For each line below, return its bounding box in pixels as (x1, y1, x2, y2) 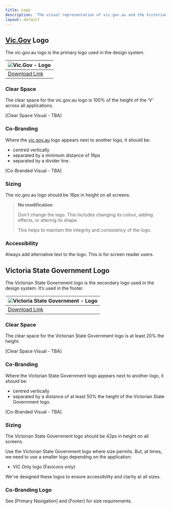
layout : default (5, 17, 40, 22)
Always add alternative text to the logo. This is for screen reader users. (5, 251, 154, 258)
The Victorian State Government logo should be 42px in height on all (5, 433, 149, 439)
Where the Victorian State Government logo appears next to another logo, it (5, 373, 164, 379)
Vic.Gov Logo (5, 36, 49, 44)
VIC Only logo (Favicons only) (12, 464, 75, 470)
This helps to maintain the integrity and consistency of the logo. (17, 227, 152, 233)
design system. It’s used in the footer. (5, 285, 84, 291)
